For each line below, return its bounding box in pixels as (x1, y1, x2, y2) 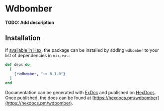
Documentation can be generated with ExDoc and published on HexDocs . (5, 90, 156, 96)
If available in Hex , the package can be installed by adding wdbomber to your (5, 47, 159, 53)
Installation (5, 34, 41, 42)
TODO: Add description (5, 19, 55, 25)
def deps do (5, 62, 30, 67)
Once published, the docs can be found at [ (5, 95, 94, 101)
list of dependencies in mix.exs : (5, 52, 70, 58)
